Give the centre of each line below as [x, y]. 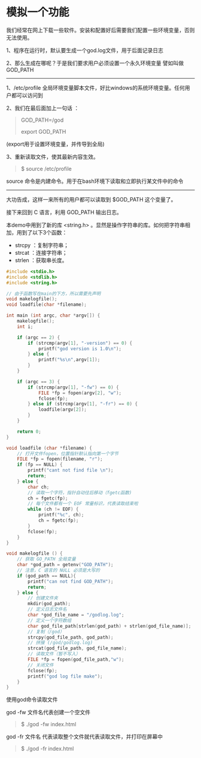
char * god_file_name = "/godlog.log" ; [76, 615]
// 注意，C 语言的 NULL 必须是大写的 [59, 570]
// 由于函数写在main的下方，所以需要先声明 [54, 294]
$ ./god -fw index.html [48, 724]
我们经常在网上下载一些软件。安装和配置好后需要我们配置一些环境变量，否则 [100, 30]
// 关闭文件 [41, 665]
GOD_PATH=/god [42, 120]
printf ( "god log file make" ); [65, 676]
